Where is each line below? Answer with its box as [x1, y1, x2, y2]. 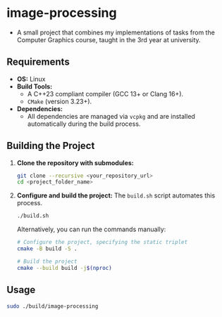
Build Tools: [16, 82, 53, 91]
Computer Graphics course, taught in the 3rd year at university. [16, 35, 202, 44]
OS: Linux [16, 75, 46, 83]
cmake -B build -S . [16, 245, 78, 252]
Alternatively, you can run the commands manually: [16, 225, 166, 233]
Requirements [6, 56, 70, 68]
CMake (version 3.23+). [27, 97, 92, 105]
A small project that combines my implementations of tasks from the [16, 28, 216, 37]
